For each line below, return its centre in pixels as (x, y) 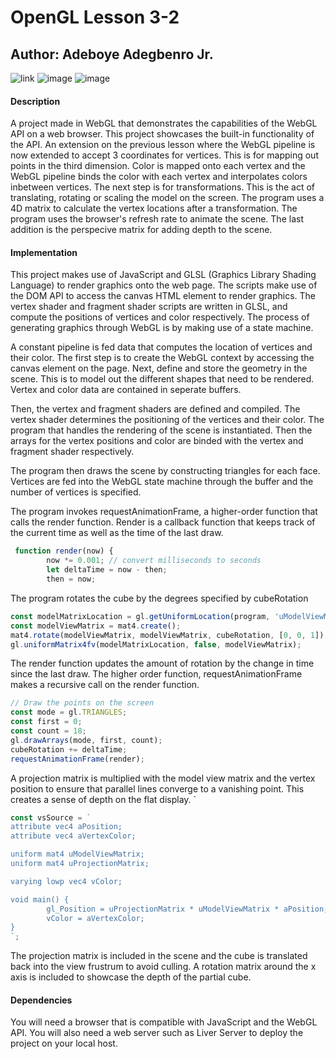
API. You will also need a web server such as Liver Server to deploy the (157, 1033)
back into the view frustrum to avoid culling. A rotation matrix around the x (163, 967)
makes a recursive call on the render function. (105, 685)
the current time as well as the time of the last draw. (117, 533)
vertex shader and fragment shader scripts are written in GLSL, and (149, 307)
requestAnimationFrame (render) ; (77, 759)
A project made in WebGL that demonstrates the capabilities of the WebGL (164, 123)
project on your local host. (64, 1043)
